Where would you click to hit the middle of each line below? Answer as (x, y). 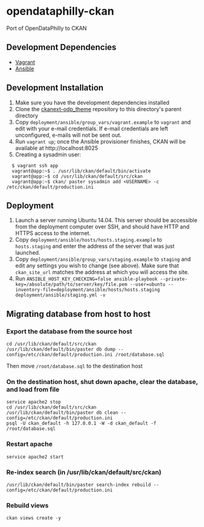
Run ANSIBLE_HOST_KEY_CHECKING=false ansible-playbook (86, 278)
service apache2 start (35, 457)
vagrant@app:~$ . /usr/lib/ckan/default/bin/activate (81, 171)
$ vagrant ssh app (35, 165)
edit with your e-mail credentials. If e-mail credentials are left (92, 128)
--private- (174, 279)
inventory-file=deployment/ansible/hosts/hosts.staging (87, 290)
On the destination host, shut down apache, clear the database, (102, 382)
